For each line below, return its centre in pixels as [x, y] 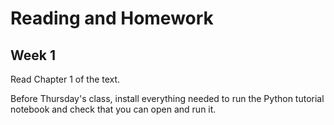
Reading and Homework [112, 18]
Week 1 [33, 55]
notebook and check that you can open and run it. [113, 109]
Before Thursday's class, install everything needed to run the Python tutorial [167, 98]
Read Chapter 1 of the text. [65, 79]
